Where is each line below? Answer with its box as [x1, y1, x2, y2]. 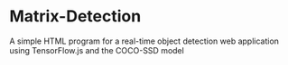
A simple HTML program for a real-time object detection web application [9, 36, 280, 46]
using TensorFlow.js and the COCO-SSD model [9, 45, 185, 55]
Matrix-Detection [9, 6, 142, 27]
